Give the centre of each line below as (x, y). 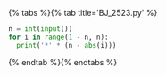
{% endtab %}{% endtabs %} (63, 62)
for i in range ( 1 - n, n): (58, 37)
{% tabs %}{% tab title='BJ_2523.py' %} (83, 13)
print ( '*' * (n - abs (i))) (66, 45)
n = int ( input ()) (41, 29)
